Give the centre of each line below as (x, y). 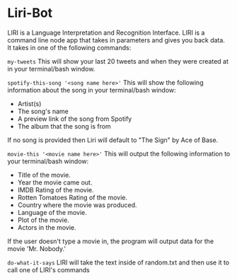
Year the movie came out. (55, 182)
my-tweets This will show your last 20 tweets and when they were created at (118, 61)
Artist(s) (29, 103)
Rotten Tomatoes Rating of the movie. (73, 197)
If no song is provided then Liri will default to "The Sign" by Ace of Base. (113, 140)
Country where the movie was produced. (77, 205)
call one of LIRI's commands (48, 269)
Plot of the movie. (43, 220)
